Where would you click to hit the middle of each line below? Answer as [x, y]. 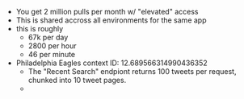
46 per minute [52, 54]
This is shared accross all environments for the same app [111, 20]
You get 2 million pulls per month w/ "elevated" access [107, 12]
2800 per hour [52, 46]
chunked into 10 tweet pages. [77, 80]
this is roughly [39, 29]
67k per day [48, 37]
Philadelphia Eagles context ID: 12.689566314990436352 [111, 63]
